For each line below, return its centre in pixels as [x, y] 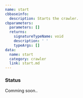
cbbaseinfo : [17, 14]
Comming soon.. [21, 91]
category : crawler [28, 59]
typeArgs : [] [27, 45]
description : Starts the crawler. [44, 18]
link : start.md [25, 63]
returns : [18, 32]
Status [13, 80]
